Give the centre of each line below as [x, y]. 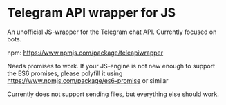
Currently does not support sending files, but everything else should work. [113, 94]
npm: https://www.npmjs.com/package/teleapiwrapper [85, 52]
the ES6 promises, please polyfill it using [65, 73]
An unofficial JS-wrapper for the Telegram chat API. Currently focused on [112, 32]
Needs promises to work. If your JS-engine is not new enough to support [111, 66]
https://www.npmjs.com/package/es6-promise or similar [88, 80]
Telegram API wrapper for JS [92, 13]
